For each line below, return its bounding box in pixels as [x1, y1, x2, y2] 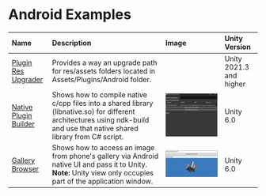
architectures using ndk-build [51, 115, 150, 124]
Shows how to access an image [51, 143, 155, 153]
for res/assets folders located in [51, 66, 156, 76]
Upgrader [11, 75, 44, 85]
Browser [11, 164, 40, 173]
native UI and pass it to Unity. [51, 160, 148, 169]
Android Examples [8, 6, 132, 24]
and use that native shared [51, 123, 139, 133]
